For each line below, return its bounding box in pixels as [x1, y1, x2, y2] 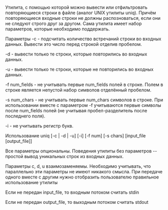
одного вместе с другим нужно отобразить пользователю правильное [5, 174, 159, 180]
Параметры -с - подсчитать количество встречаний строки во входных [5, 36, 161, 42]
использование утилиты [5, 179, 58, 185]
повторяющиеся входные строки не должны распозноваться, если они [5, 15, 161, 21]
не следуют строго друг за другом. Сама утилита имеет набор [5, 20, 142, 26]
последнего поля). [5, 113, 46, 119]
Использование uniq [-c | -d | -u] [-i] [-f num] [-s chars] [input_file [5, 133, 146, 139]
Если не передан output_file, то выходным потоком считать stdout [5, 199, 149, 205]
